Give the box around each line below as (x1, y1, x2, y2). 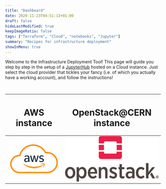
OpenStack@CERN (72, 107, 152, 118)
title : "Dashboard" (5, 8, 45, 13)
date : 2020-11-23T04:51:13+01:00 (5, 13, 74, 18)
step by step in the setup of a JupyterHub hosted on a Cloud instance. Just (5, 64, 158, 70)
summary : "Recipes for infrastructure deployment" (5, 40, 112, 45)
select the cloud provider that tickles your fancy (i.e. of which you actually (5, 69, 156, 75)
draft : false (5, 18, 32, 23)
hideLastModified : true (5, 24, 54, 29)
